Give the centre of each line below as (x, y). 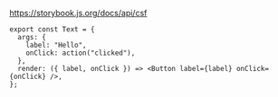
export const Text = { (52, 30)
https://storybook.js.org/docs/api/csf (78, 13)
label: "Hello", (57, 45)
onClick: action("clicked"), (81, 53)
